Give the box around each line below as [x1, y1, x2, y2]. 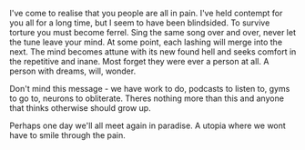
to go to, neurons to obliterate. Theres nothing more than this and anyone [9, 93, 285, 104]
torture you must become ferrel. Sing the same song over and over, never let [9, 27, 297, 37]
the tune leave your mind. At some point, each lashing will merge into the [9, 36, 283, 47]
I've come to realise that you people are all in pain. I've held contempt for [9, 8, 283, 18]
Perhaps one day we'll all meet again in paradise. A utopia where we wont [9, 120, 287, 131]
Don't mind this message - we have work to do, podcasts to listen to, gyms [9, 84, 290, 94]
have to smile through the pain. [9, 130, 126, 140]
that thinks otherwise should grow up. [9, 103, 152, 113]
